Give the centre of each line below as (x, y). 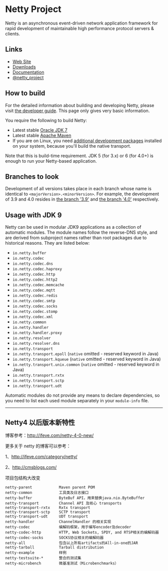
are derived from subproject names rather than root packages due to (76, 238)
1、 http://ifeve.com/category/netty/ (41, 457)
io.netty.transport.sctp (38, 381)
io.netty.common (29, 322)
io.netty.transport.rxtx (38, 376)
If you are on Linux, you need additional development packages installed (87, 141)
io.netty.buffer (29, 253)
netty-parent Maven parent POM (50, 487)
